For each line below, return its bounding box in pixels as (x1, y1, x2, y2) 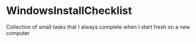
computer (6, 29, 30, 36)
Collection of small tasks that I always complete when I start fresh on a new (6, 23, 191, 30)
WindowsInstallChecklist (6, 4, 132, 17)
